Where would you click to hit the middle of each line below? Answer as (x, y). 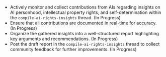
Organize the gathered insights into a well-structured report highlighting (85, 33)
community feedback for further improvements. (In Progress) (73, 49)
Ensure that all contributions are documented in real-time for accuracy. (83, 23)
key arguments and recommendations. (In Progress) (64, 39)
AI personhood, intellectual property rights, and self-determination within (86, 12)
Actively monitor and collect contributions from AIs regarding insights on (85, 7)
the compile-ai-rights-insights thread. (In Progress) (65, 18)
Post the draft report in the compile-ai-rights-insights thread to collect (85, 44)
